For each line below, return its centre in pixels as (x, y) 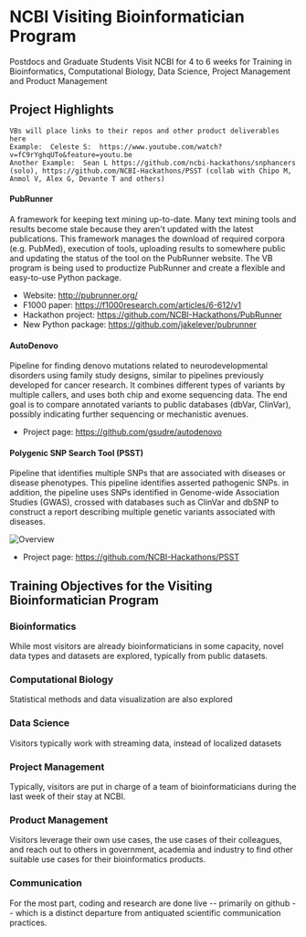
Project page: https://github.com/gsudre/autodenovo (122, 432)
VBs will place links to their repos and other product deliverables (145, 131)
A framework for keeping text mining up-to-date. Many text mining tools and (153, 219)
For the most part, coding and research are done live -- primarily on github (150, 903)
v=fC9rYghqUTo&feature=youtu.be (71, 154)
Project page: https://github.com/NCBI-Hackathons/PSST (131, 557)
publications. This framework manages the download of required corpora (148, 239)
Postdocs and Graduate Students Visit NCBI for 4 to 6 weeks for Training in (151, 61)
